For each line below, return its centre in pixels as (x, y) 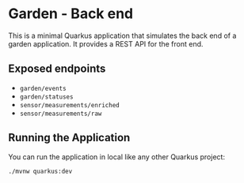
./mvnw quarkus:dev (40, 171)
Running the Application (69, 138)
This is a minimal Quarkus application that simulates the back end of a (122, 35)
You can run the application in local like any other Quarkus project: (117, 157)
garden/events (43, 88)
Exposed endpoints (57, 69)
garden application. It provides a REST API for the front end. (106, 43)
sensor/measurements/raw (61, 114)
